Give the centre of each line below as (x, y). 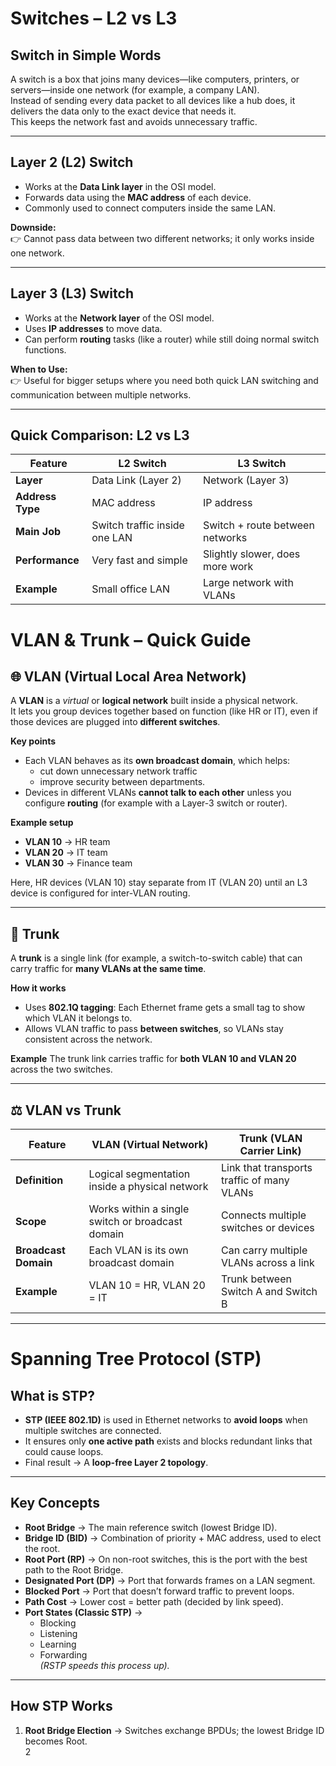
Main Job (38, 532)
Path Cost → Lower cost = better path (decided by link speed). (154, 1601)
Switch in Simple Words (86, 55)
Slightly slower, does (251, 554)
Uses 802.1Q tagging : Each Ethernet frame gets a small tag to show (165, 1008)
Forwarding (63, 1654)
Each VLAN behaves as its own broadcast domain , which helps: (157, 761)
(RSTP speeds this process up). (104, 1665)
